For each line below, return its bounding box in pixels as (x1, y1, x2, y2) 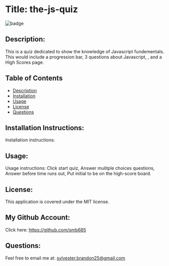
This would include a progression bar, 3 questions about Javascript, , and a (5, 54, 162, 60)
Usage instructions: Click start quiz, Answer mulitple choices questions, (5, 165, 155, 171)
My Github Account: (5, 213, 70, 222)
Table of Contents (5, 74, 63, 83)
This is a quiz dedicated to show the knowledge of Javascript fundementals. (5, 48, 164, 54)
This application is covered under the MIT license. (5, 199, 110, 205)
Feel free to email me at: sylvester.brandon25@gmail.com (5, 255, 125, 261)
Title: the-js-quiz (5, 4, 78, 15)
